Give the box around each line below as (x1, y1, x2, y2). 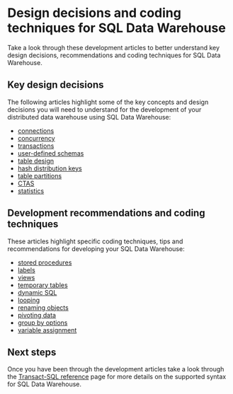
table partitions (17, 171, 62, 180)
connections (17, 126, 55, 135)
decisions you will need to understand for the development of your (7, 105, 202, 114)
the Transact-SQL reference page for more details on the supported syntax (7, 373, 227, 381)
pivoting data (17, 311, 57, 319)
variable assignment (17, 325, 77, 334)
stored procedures (17, 258, 72, 267)
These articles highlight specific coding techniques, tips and (7, 237, 183, 245)
